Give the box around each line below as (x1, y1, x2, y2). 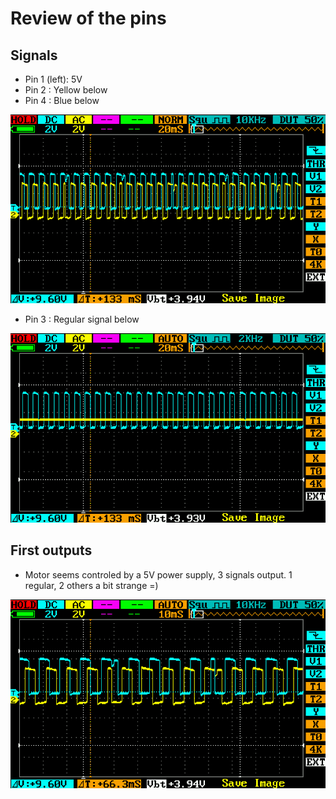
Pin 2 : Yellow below (24, 84, 108, 96)
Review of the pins (10, 7, 167, 30)
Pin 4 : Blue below (24, 95, 100, 106)
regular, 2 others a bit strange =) (24, 579, 159, 591)
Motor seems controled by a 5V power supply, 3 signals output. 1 (24, 568, 293, 581)
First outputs (10, 542, 93, 559)
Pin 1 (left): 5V (24, 73, 83, 85)
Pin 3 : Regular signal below (24, 313, 140, 326)
